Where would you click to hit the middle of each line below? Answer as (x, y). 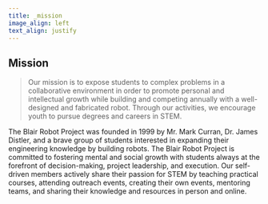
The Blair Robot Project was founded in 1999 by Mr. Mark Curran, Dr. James (133, 132)
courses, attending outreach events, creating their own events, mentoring (129, 183)
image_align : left (39, 23)
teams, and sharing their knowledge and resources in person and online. (128, 191)
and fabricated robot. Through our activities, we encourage (158, 108)
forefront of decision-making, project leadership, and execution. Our (121, 166)
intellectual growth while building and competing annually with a (134, 99)
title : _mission (35, 16)
